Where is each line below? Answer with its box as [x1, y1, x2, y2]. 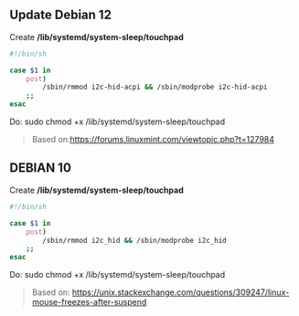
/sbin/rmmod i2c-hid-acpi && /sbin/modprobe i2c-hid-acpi [42, 82, 268, 92]
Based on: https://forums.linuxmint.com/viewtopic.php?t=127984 [31, 134, 275, 145]
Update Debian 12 [9, 7, 112, 23]
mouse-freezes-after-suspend [31, 297, 147, 308]
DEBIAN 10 [9, 160, 71, 176]
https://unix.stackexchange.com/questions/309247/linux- [71, 287, 290, 298]
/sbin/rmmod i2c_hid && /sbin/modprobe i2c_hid [42, 236, 227, 245]
